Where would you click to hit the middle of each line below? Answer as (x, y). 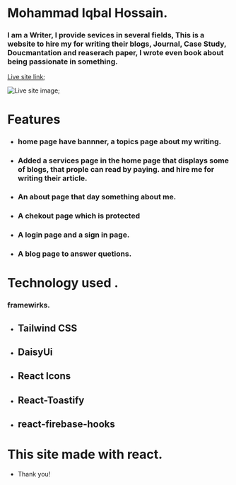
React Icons (44, 376)
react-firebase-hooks (66, 425)
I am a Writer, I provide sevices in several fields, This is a (106, 35)
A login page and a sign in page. (73, 235)
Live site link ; (26, 77)
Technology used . (63, 283)
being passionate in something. (63, 62)
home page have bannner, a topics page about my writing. (119, 141)
